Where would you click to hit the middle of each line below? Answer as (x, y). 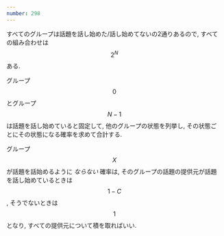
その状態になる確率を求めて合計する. (70, 135)
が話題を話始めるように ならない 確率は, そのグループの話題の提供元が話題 (112, 172)
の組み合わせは (27, 42)
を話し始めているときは (39, 180)
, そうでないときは (32, 203)
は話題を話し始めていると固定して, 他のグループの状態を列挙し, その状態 (109, 126)
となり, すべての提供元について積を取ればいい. (72, 226)
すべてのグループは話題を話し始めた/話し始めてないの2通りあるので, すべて (112, 34)
